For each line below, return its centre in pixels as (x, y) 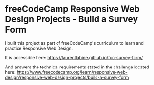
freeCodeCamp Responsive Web (72, 9)
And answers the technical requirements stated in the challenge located (77, 67)
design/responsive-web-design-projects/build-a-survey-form (67, 77)
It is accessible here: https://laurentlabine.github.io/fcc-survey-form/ (74, 57)
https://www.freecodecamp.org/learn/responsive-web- (72, 72)
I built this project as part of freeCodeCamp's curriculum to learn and (74, 43)
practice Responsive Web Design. (39, 48)
